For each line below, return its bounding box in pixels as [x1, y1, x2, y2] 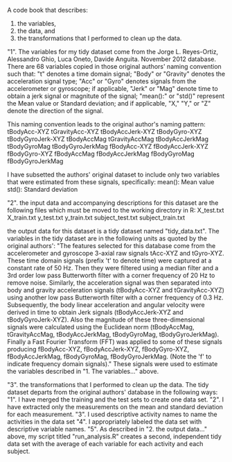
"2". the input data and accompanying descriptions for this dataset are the [7, 199, 219, 207]
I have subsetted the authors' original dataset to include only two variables [7, 170, 220, 179]
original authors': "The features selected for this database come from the [7, 242, 216, 249]
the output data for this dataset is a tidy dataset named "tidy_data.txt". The [7, 227, 220, 235]
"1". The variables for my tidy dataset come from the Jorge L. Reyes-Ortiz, [7, 48, 219, 56]
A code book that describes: [7, 6, 88, 14]
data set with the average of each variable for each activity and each [7, 440, 204, 447]
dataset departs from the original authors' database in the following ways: [7, 388, 218, 396]
